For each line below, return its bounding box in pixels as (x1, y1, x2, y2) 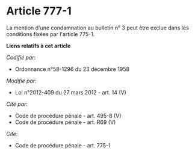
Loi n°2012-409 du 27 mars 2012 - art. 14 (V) (14, 88, 126, 96)
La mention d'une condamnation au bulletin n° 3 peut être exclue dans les (6, 24, 190, 31)
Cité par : (6, 100, 28, 108)
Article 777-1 (6, 4, 72, 18)
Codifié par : (6, 54, 36, 61)
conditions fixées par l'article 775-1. (6, 30, 95, 37)
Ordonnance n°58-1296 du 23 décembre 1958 (14, 65, 129, 73)
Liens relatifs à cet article (6, 42, 71, 49)
